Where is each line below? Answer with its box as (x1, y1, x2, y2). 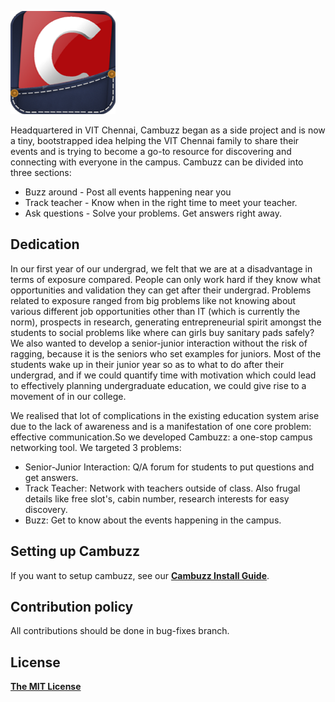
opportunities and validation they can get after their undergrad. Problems (10, 284, 312, 296)
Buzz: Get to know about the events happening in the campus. (24, 514, 282, 526)
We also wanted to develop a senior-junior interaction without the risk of (10, 337, 308, 349)
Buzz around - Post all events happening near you (24, 186, 232, 198)
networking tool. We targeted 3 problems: (10, 441, 182, 453)
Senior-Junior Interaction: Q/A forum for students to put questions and (24, 461, 315, 473)
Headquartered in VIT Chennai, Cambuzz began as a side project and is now (10, 124, 326, 136)
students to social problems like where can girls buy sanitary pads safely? (10, 326, 315, 338)
